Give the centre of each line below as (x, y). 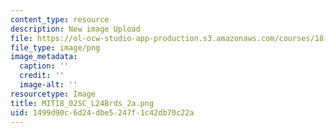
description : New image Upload (75, 29)
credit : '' (42, 76)
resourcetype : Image (53, 94)
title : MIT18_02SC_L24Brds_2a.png (82, 103)
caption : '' (44, 66)
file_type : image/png (55, 47)
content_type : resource (60, 19)
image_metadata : (44, 57)
